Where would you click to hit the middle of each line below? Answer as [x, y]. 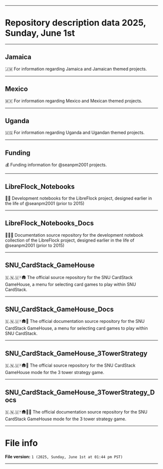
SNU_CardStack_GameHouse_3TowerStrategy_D [80, 392]
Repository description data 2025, [76, 23]
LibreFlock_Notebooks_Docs [49, 223]
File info [21, 443]
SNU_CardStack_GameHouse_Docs [59, 310]
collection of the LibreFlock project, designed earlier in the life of [70, 240]
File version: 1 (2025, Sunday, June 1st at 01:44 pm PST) [64, 457]
